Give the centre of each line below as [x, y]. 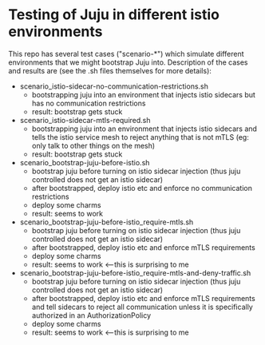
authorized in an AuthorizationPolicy [91, 315]
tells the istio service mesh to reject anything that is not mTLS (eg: [140, 137]
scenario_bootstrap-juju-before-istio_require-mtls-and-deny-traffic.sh [135, 272]
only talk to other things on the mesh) [93, 145]
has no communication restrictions [89, 103]
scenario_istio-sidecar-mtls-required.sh [85, 120]
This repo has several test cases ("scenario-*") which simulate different [127, 54]
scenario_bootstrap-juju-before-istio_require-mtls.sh [107, 222]
